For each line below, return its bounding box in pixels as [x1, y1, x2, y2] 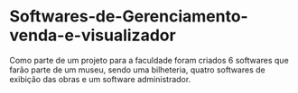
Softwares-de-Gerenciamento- [9, 6, 248, 27]
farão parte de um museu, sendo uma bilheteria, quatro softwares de [9, 64, 265, 75]
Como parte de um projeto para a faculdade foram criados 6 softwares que [9, 55, 289, 65]
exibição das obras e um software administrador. [9, 73, 191, 84]
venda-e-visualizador [9, 25, 176, 46]
